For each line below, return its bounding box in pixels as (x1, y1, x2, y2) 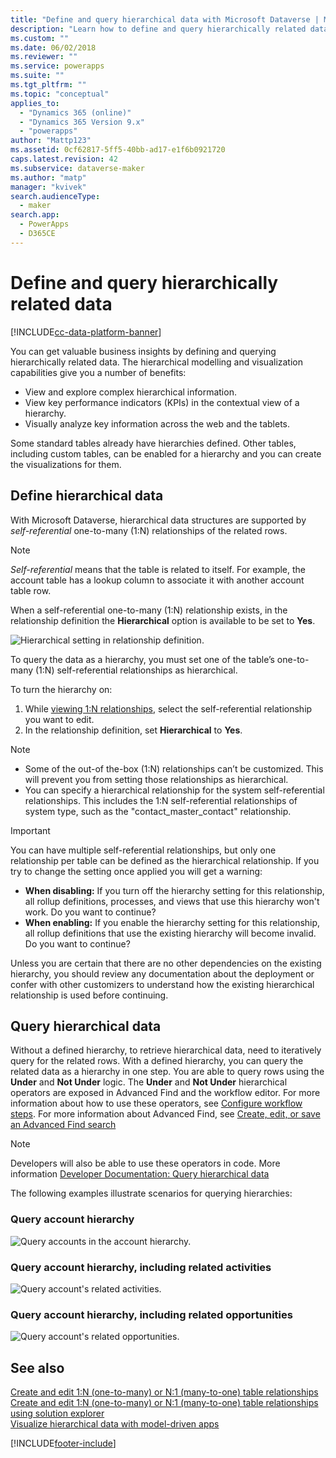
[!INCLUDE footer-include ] (10, 1437, 117, 1450)
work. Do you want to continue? (24, 906, 157, 918)
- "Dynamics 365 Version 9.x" (19, 117, 145, 127)
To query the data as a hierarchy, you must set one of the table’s (10, 653, 275, 665)
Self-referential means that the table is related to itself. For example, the (10, 563, 307, 575)
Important (10, 824, 51, 836)
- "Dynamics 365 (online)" (19, 107, 132, 118)
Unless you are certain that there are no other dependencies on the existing (10, 957, 322, 969)
